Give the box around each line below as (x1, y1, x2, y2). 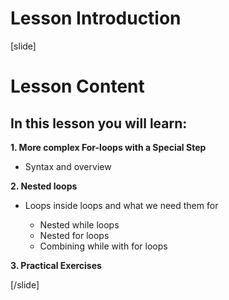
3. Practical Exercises (10, 259, 102, 271)
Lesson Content (10, 75, 145, 98)
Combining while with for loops (39, 240, 168, 252)
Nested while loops (39, 218, 120, 231)
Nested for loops (39, 229, 110, 241)
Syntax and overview (24, 160, 112, 172)
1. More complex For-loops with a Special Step (10, 141, 207, 153)
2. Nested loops (10, 180, 78, 192)
